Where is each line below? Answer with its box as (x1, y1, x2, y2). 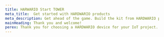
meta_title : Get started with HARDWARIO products (5, 12, 110, 16)
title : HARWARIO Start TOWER (5, 7, 64, 12)
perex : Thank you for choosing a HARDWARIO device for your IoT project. (5, 25, 159, 30)
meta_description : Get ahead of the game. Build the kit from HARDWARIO (5, 16, 156, 21)
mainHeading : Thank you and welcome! (5, 20, 82, 25)
